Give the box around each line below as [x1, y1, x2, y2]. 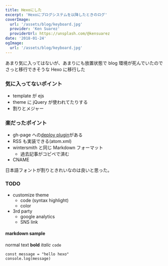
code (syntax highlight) [20, 197, 69, 203]
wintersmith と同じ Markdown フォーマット [12, 144, 104, 151]
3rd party [12, 208, 32, 214]
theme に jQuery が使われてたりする [12, 99, 88, 105]
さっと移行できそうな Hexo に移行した [5, 66, 85, 72]
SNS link [20, 219, 38, 225]
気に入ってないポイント [5, 80, 62, 87]
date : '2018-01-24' [5, 36, 47, 41]
